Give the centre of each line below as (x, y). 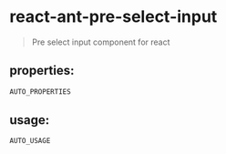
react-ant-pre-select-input (113, 17)
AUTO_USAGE (30, 141)
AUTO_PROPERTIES (40, 92)
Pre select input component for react (101, 42)
